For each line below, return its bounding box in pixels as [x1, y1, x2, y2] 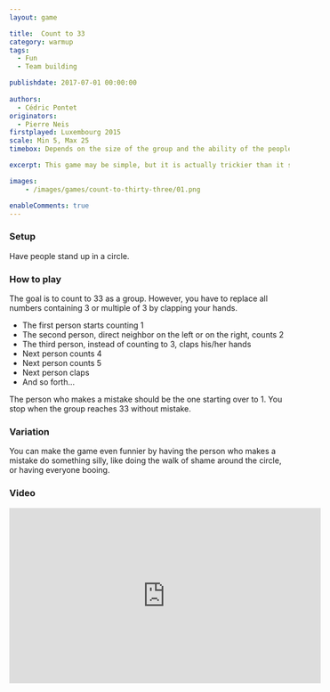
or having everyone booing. [9, 465, 110, 476]
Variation [9, 425, 51, 437]
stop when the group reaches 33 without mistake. [9, 403, 191, 414]
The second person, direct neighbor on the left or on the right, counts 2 [21, 329, 285, 339]
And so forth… [21, 376, 76, 387]
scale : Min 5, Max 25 [9, 136, 90, 145]
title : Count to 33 [9, 28, 86, 38]
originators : [9, 111, 58, 120]
